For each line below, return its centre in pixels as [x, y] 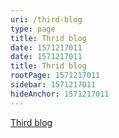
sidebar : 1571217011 [53, 85]
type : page [33, 29]
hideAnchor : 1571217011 [60, 94]
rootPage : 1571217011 [55, 76]
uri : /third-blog [46, 19]
